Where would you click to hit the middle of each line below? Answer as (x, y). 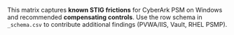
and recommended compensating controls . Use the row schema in (105, 17)
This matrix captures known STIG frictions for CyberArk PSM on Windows (115, 10)
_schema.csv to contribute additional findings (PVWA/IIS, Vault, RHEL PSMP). (117, 24)
